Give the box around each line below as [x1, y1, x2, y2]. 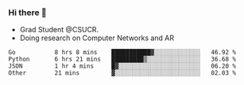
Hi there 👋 [8, 7, 48, 18]
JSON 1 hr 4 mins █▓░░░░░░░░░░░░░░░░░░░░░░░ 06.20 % [8, 62, 237, 70]
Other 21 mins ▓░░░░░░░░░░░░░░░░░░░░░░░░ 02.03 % [8, 69, 237, 77]
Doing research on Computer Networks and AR [19, 33, 175, 42]
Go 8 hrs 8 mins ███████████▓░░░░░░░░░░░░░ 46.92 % [8, 49, 237, 57]
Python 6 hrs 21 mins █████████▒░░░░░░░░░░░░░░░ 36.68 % [8, 55, 237, 64]
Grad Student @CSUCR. [19, 25, 99, 35]
